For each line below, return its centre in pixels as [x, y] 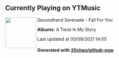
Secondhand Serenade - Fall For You [75, 20]
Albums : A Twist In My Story [66, 29]
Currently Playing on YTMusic [53, 8]
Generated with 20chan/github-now [75, 50]
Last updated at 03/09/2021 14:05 [72, 39]
